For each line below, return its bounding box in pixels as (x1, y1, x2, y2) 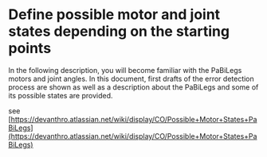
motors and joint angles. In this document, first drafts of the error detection (8, 74, 255, 83)
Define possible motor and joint (8, 6, 221, 24)
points (8, 40, 52, 57)
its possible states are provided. (8, 90, 113, 100)
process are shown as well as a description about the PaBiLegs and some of (8, 82, 259, 92)
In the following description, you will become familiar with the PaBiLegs (8, 65, 242, 75)
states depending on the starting (8, 22, 230, 40)
